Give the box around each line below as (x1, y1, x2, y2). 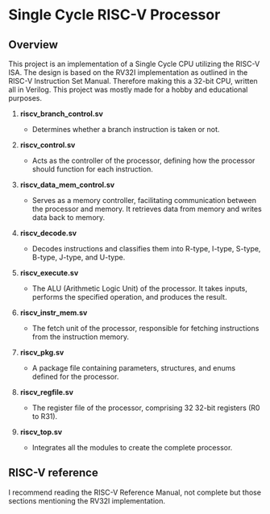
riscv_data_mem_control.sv (19, 180, 115, 189)
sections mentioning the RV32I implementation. (8, 495, 165, 505)
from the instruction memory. (31, 332, 129, 342)
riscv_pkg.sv (19, 348, 64, 357)
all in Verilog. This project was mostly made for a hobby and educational (8, 85, 248, 94)
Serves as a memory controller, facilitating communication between (31, 196, 256, 205)
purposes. (8, 93, 43, 102)
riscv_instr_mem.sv (19, 308, 88, 317)
